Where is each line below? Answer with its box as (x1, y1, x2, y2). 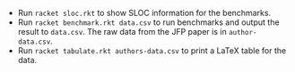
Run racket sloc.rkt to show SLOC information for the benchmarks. (17, 8, 272, 18)
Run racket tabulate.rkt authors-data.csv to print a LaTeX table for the (17, 45, 287, 56)
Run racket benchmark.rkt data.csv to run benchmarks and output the (17, 17, 280, 28)
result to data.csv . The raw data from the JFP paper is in (17, 27, 227, 36)
